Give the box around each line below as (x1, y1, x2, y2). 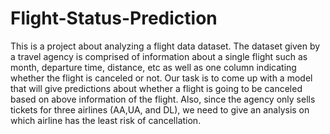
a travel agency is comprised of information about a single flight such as (10, 50, 308, 62)
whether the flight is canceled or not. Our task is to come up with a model (10, 72, 313, 84)
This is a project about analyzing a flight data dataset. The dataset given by (10, 40, 321, 52)
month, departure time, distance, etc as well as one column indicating (10, 61, 297, 73)
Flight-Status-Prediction (10, 7, 218, 30)
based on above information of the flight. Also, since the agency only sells (10, 93, 316, 105)
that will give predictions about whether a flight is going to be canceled (10, 82, 303, 94)
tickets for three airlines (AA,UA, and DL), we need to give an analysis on (10, 103, 310, 116)
